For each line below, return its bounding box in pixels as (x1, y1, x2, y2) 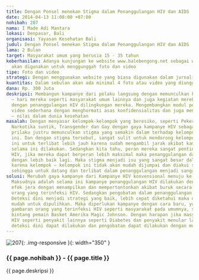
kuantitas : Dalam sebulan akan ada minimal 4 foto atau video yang (6, 80, 176, 86)
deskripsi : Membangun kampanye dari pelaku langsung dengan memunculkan (6, 91, 190, 97)
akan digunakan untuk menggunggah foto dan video (11, 63, 136, 70)
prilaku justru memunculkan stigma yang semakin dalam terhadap (11, 129, 174, 136)
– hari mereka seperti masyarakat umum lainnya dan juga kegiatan (11, 96, 179, 102)
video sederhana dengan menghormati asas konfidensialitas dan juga (11, 108, 184, 113)
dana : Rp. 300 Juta (6, 86, 54, 92)
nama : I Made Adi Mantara (6, 25, 70, 31)
